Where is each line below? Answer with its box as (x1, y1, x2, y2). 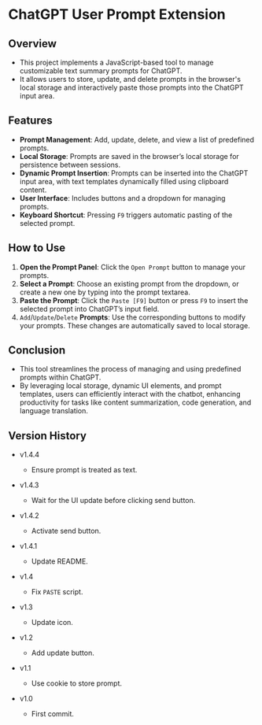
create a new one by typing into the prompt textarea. (19, 287, 190, 297)
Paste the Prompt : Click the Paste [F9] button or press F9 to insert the (19, 295, 249, 305)
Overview (8, 37, 57, 50)
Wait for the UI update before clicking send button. (31, 496, 196, 505)
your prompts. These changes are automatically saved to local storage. (19, 320, 250, 330)
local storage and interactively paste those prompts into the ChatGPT (19, 83, 244, 92)
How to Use (8, 242, 66, 255)
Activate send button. (31, 526, 101, 536)
